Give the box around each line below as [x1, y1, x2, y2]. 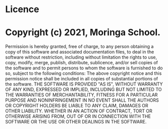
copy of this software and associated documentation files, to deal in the [5, 49, 154, 55]
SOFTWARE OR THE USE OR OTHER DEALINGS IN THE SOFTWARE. [5, 119, 147, 125]
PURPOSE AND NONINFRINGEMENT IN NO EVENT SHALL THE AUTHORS [5, 97, 159, 103]
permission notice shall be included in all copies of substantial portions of [5, 76, 158, 82]
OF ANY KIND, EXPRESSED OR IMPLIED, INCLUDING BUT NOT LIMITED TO [5, 87, 162, 93]
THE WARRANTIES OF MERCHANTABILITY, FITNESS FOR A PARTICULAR [5, 92, 158, 98]
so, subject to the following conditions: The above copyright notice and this [5, 70, 162, 76]
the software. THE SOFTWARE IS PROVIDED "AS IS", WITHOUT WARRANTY [5, 81, 163, 87]
